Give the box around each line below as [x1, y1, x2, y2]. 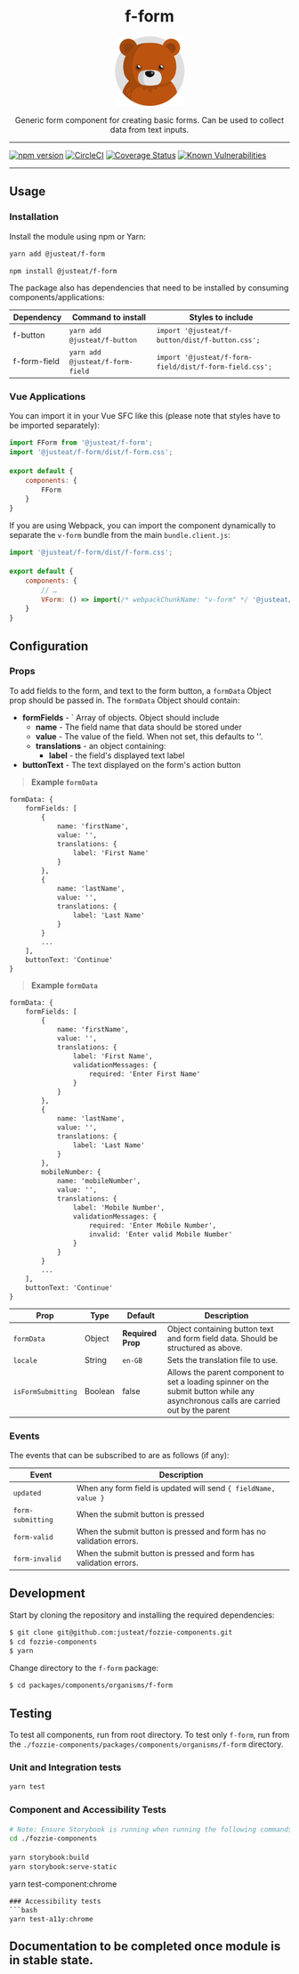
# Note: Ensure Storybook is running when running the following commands [9, 1824, 293, 1834]
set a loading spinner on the [166, 1376, 270, 1387]
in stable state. [9, 1953, 93, 1968]
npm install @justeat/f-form [9, 266, 117, 275]
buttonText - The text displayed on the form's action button [21, 759, 242, 770]
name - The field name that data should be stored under [35, 722, 242, 732]
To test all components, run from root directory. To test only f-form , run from [9, 1730, 290, 1741]
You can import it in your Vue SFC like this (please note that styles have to [9, 411, 280, 421]
